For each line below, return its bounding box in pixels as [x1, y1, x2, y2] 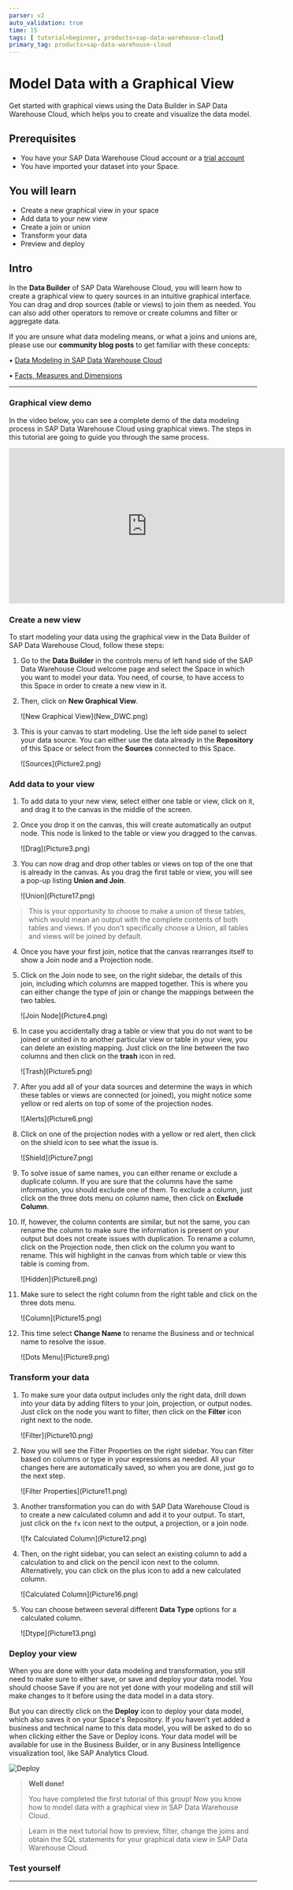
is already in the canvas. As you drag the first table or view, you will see [20, 867, 253, 877]
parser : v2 [9, 11, 45, 20]
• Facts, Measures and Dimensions [9, 370, 123, 380]
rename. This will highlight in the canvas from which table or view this [20, 1251, 247, 1260]
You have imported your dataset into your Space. [20, 161, 180, 170]
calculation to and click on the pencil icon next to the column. [20, 1557, 220, 1566]
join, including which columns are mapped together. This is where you [20, 979, 248, 989]
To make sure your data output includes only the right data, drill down [20, 1390, 247, 1399]
